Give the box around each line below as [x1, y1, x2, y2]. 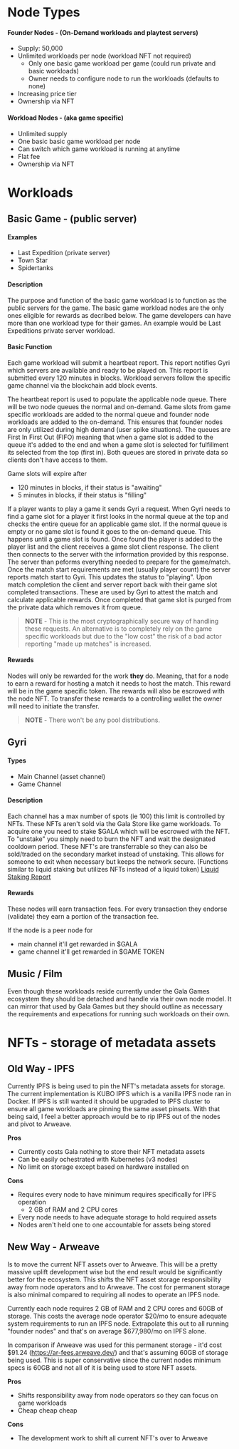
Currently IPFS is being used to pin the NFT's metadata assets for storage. [7, 1081, 225, 1090]
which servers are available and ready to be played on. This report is [7, 366, 208, 374]
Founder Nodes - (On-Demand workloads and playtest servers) [7, 28, 199, 36]
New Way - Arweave [7, 1241, 100, 1253]
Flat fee [17, 152, 41, 160]
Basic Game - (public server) [7, 213, 137, 225]
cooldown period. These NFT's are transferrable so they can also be [7, 842, 208, 850]
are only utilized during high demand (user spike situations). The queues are [7, 425, 231, 433]
